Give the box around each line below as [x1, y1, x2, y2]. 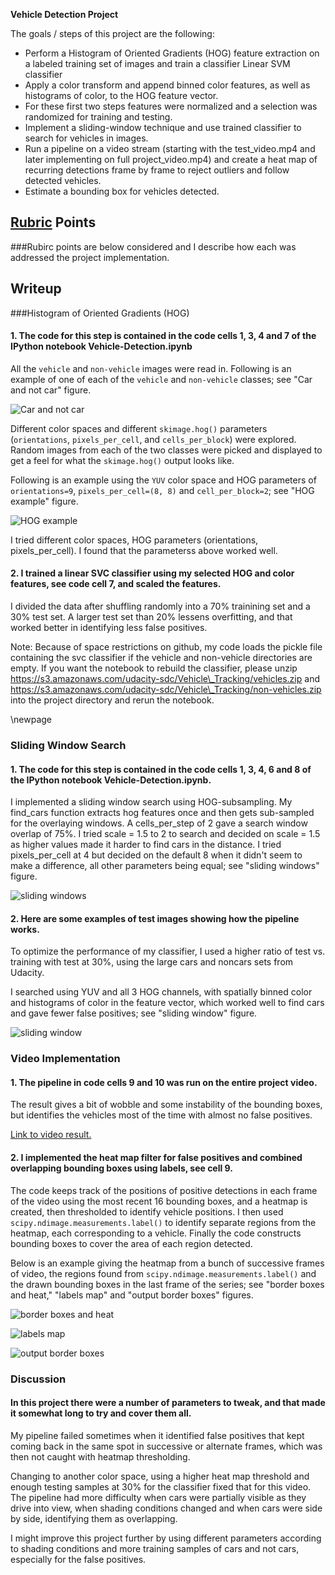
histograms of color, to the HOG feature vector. [24, 90, 219, 101]
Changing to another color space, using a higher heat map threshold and [10, 1470, 310, 1482]
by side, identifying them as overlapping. [10, 1512, 178, 1524]
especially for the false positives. [10, 1553, 147, 1565]
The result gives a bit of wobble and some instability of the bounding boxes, [10, 1099, 323, 1111]
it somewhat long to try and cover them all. [10, 1407, 192, 1419]
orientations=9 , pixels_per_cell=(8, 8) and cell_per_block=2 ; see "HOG [10, 484, 315, 496]
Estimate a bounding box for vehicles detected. [24, 185, 220, 197]
